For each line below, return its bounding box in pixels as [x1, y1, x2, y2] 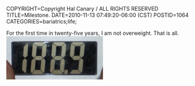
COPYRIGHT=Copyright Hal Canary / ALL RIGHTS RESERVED [6, 5, 159, 12]
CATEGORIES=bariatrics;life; [6, 18, 77, 25]
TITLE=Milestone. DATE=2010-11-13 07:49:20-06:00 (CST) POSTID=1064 [6, 11, 189, 19]
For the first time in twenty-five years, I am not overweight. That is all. [6, 29, 179, 37]
